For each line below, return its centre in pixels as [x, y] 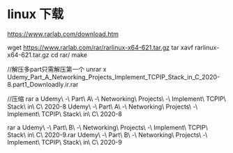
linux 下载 [36, 14]
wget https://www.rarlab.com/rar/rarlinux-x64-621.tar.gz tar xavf [100, 47]
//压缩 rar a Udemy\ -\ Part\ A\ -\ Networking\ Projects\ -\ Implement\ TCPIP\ [117, 99]
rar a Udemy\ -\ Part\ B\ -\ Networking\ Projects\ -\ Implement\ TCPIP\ [107, 127]
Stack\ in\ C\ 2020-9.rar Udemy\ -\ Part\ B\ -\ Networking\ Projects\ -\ [107, 135]
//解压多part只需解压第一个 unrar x [57, 69]
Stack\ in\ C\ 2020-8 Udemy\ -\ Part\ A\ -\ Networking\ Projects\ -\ [103, 106]
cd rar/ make [69, 55]
